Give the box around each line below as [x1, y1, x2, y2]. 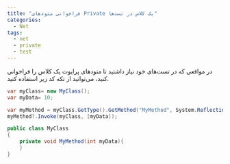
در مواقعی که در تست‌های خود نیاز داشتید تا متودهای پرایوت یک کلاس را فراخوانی [7, 67, 213, 75]
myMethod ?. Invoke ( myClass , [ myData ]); [7, 113, 118, 120]
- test [13, 49, 32, 56]
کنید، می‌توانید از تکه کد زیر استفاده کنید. [7, 74, 110, 82]
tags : [7, 29, 23, 36]
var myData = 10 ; [7, 94, 53, 101]
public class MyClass [7, 125, 69, 132]
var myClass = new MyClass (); [7, 87, 90, 95]
